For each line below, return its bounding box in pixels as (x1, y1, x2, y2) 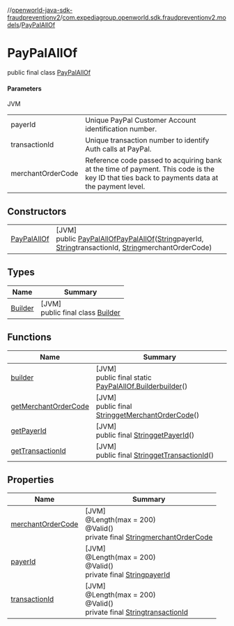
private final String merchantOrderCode (84, 532, 213, 542)
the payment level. (84, 181, 146, 191)
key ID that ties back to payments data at (84, 173, 219, 183)
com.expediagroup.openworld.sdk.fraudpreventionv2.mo (62, 13, 226, 22)
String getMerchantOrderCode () (95, 410, 200, 419)
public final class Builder (40, 307, 120, 317)
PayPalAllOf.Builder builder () (95, 381, 188, 391)
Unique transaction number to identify (84, 135, 210, 145)
